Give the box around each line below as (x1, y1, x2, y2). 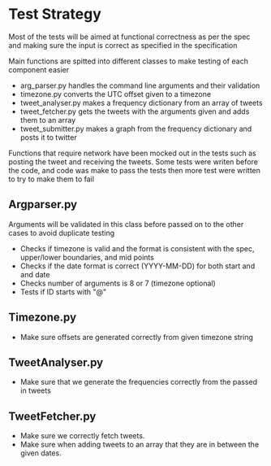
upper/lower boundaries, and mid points (19, 252, 154, 262)
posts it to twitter (19, 132, 77, 142)
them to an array (19, 115, 76, 124)
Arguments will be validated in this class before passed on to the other (8, 219, 244, 229)
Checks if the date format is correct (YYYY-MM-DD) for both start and (19, 261, 256, 271)
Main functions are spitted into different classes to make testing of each (8, 56, 249, 66)
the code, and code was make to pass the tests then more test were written (8, 165, 261, 175)
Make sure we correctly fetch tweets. (19, 431, 145, 441)
